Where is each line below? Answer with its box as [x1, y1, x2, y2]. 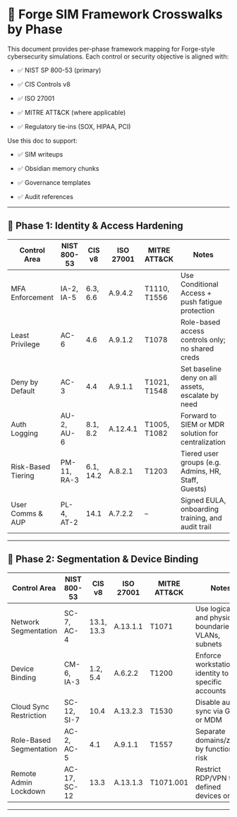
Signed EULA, [180, 495, 226, 505]
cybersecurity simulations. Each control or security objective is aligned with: [7, 52, 229, 61]
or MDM [195, 715, 222, 725]
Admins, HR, [180, 466, 221, 476]
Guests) [180, 483, 207, 493]
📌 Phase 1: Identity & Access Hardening [7, 220, 183, 232]
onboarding [180, 504, 219, 514]
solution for [180, 428, 219, 438]
